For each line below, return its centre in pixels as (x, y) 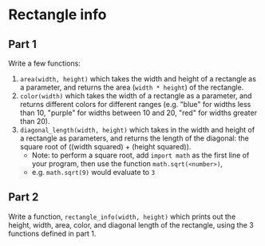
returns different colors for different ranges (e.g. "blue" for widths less (135, 104)
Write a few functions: (45, 63)
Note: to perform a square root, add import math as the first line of (140, 155)
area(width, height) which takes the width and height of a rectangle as (138, 79)
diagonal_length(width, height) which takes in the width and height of (137, 130)
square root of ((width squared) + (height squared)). (105, 147)
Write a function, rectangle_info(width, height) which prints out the (122, 216)
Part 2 (24, 197)
